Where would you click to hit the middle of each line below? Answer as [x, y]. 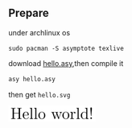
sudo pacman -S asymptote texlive [66, 48]
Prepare [29, 13]
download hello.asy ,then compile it [66, 63]
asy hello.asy [32, 79]
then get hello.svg [39, 94]
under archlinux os [39, 32]
